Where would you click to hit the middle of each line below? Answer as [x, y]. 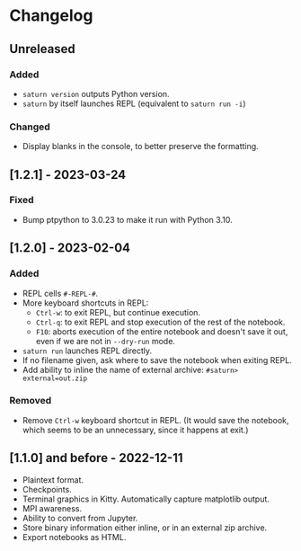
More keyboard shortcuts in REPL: [85, 303]
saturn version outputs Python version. [96, 93]
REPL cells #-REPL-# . [60, 293]
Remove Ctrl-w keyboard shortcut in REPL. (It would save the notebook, [155, 420]
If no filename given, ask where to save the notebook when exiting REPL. [157, 360]
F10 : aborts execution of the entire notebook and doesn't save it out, [162, 331]
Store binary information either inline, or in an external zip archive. [145, 528]
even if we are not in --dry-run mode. [105, 341]
